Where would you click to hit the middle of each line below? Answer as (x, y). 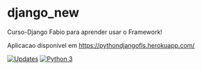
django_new (43, 13)
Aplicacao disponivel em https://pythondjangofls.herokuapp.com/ (101, 45)
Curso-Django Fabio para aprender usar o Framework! (85, 32)
